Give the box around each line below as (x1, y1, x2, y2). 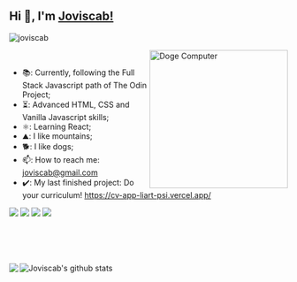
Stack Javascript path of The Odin (21, 80, 148, 90)
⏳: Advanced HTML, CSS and (21, 99, 130, 110)
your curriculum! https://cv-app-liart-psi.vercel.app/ (21, 189, 212, 200)
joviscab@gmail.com (21, 167, 99, 178)
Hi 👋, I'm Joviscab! (9, 9, 114, 24)
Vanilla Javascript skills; (21, 111, 110, 122)
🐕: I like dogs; (21, 141, 74, 151)
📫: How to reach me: (21, 154, 100, 164)
